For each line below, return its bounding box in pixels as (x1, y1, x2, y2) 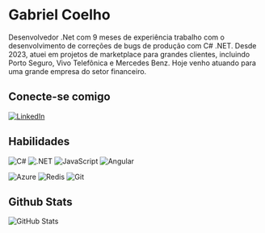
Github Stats (8, 195, 73, 209)
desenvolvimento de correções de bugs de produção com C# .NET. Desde (8, 40, 257, 50)
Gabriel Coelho (8, 6, 111, 24)
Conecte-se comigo (8, 90, 111, 104)
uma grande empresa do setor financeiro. (8, 66, 147, 76)
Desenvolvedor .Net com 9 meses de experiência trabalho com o (8, 32, 225, 42)
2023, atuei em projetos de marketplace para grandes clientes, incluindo (8, 49, 250, 59)
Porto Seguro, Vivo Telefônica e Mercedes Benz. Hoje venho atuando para (8, 58, 257, 68)
